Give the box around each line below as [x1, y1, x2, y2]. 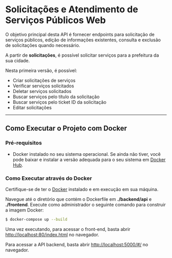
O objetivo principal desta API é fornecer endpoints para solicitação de [5, 31, 155, 37]
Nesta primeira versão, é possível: [5, 67, 77, 74]
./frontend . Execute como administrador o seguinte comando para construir [5, 201, 166, 207]
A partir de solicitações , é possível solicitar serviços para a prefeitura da [5, 52, 159, 58]
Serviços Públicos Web [5, 14, 106, 26]
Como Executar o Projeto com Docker [5, 124, 127, 133]
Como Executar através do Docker [5, 175, 92, 182]
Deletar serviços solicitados [12, 88, 72, 94]
